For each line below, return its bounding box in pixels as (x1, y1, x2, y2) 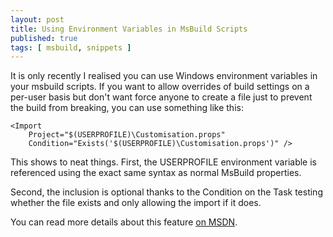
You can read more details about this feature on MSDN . (10, 216, 238, 228)
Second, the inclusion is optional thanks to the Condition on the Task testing (10, 186, 323, 198)
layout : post (10, 14, 65, 25)
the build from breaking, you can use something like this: (10, 102, 244, 114)
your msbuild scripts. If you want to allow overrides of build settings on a (10, 81, 310, 93)
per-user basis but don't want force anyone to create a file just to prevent (10, 91, 313, 103)
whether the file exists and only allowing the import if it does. (10, 197, 262, 209)
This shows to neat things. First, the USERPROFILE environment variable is (10, 156, 317, 168)
